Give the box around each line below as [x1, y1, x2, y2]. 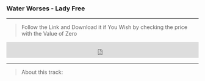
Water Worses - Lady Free [6, 4, 85, 13]
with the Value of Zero [21, 30, 77, 37]
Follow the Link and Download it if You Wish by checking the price [21, 24, 188, 31]
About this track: [21, 68, 63, 76]
